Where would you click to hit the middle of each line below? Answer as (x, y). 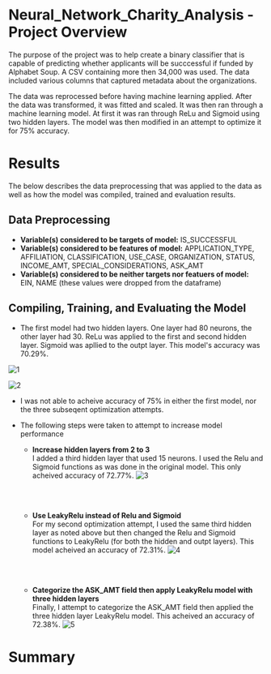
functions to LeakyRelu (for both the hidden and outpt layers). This (143, 541)
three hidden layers (66, 599)
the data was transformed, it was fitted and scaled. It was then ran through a (136, 105)
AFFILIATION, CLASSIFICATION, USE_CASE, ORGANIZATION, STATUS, (138, 256)
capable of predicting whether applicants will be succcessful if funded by (131, 63)
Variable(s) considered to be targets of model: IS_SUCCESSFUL (128, 239)
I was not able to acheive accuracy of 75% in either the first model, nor (138, 401)
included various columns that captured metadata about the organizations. (133, 80)
